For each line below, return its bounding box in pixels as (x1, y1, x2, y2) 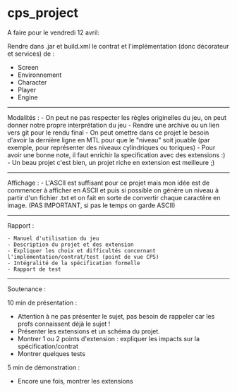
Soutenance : (7, 284, 46, 293)
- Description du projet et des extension (7, 241, 134, 248)
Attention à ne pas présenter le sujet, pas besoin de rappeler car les (17, 312, 215, 320)
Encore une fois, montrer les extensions (17, 376, 133, 385)
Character (17, 78, 47, 86)
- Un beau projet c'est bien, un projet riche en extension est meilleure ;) (7, 158, 215, 166)
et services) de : (7, 49, 55, 58)
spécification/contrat (17, 342, 79, 350)
